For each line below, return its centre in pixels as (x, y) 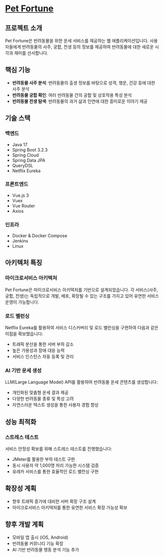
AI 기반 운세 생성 (23, 371)
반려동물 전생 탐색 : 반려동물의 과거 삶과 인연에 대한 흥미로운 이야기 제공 (80, 101)
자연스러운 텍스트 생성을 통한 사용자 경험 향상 (55, 405)
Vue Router (23, 206)
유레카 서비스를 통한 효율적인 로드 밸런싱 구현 (55, 472)
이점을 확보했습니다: (24, 334)
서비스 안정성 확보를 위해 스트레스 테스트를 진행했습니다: (59, 449)
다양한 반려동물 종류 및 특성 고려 (43, 399)
